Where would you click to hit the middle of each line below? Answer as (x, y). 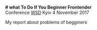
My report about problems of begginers (46, 22)
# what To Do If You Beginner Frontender (48, 7)
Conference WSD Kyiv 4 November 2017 (47, 12)
